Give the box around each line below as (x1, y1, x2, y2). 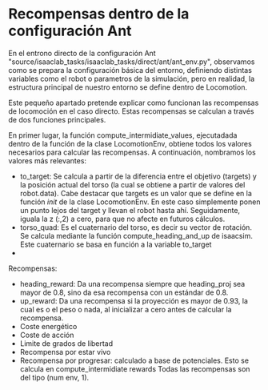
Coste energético (19, 321, 78, 331)
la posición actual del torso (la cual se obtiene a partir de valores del (19, 179, 246, 189)
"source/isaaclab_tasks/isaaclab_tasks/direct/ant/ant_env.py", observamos (8, 57, 255, 66)
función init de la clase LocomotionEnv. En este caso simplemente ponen (19, 197, 261, 207)
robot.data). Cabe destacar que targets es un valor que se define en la (19, 188, 252, 198)
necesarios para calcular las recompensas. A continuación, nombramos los (8, 147, 256, 157)
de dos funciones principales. (8, 115, 106, 124)
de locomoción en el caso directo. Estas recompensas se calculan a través (8, 106, 254, 116)
